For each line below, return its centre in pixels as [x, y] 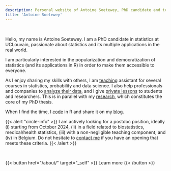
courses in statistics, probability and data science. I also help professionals [84, 85]
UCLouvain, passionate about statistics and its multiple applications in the [82, 44]
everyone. [16, 70]
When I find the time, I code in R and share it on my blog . [65, 112]
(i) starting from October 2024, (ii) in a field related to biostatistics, [75, 127]
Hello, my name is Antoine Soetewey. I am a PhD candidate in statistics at [82, 39]
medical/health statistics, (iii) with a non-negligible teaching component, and [85, 132]
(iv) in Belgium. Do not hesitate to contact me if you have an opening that [82, 138]
